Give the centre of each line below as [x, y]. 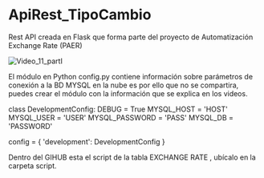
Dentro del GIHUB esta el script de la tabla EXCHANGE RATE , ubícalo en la [132, 157]
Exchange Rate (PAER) [45, 45]
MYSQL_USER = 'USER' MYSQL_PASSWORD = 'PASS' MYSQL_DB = [121, 117]
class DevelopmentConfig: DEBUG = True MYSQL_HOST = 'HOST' [118, 109]
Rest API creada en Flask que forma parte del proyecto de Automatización [131, 37]
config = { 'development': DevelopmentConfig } [87, 141]
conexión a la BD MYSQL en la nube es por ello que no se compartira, [124, 85]
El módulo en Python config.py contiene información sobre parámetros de [131, 76]
